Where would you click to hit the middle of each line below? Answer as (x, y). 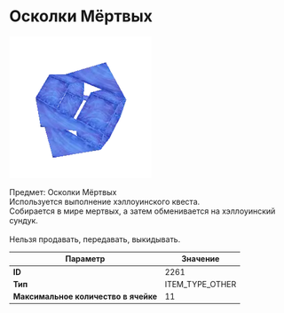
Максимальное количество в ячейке (85, 297)
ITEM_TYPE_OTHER (201, 284)
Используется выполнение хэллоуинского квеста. (105, 201)
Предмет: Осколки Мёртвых (63, 192)
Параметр (85, 259)
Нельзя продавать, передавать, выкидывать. (95, 239)
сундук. (24, 220)
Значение (201, 259)
